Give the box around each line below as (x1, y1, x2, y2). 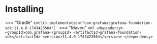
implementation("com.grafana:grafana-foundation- (49, 21, 153, 25)
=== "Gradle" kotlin (5, 20, 47, 25)
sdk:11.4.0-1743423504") (5, 25, 56, 30)
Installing (5, 3, 44, 15)
